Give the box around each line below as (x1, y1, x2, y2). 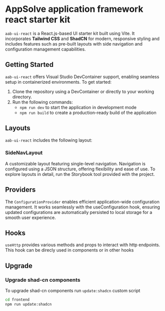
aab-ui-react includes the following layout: (5, 137, 92, 143)
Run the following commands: (12, 99, 73, 105)
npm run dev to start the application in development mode (19, 104, 137, 110)
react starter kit (5, 14, 71, 25)
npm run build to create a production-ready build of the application (19, 109, 157, 115)
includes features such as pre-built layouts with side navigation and (5, 41, 143, 47)
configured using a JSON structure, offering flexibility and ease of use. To (5, 166, 156, 172)
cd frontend (5, 297, 30, 303)
